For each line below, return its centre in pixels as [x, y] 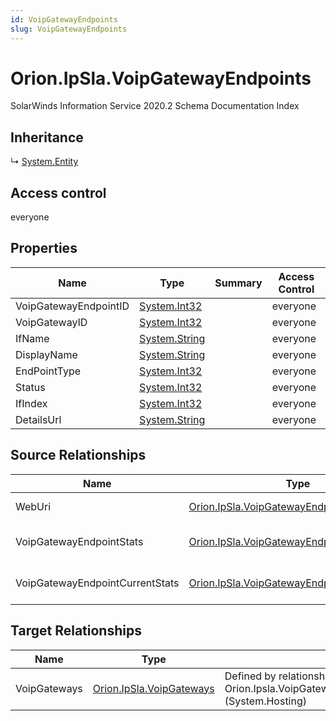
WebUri [33, 506]
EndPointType [48, 371]
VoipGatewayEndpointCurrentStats [97, 583]
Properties [44, 248]
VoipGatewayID [51, 322]
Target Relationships [76, 631]
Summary [238, 283]
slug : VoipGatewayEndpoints [69, 29]
